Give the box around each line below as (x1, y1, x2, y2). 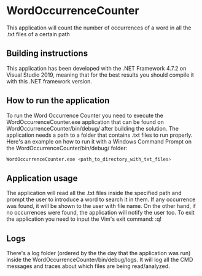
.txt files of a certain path (6, 30, 70, 37)
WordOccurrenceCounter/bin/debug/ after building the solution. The (6, 125, 179, 132)
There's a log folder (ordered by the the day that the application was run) (6, 250, 191, 257)
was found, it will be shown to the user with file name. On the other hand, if (6, 202, 196, 210)
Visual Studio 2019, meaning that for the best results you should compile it (6, 71, 195, 79)
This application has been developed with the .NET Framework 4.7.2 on (6, 64, 187, 72)
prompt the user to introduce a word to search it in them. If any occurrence (6, 196, 196, 203)
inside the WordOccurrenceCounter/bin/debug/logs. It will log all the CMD (6, 256, 193, 264)
